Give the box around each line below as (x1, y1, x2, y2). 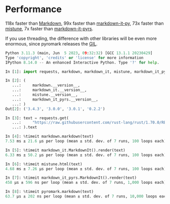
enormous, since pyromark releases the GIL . (5, 40, 98, 46)
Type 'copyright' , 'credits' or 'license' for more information (5, 55, 144, 60)
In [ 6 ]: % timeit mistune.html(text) (5, 162, 82, 167)
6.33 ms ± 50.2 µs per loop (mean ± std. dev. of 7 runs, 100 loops (5, 152, 153, 158)
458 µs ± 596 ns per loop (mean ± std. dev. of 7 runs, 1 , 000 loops (5, 180, 153, 185)
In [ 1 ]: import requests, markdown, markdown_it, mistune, (5, 69, 133, 74)
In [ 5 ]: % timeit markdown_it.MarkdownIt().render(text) (5, 147, 125, 152)
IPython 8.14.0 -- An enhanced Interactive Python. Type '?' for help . (5, 60, 159, 65)
